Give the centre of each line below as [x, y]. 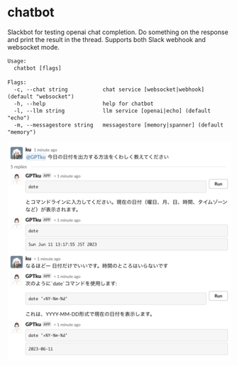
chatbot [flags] [38, 68]
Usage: [17, 61]
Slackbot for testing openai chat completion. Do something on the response [118, 32]
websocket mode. [34, 47]
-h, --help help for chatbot [84, 104]
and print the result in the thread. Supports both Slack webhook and [106, 39]
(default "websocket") [41, 97]
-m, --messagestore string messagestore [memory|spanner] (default [118, 125]
